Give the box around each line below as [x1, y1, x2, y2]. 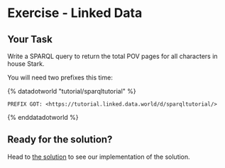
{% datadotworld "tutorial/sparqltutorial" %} [7, 87, 136, 95]
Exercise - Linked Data [7, 5, 143, 21]
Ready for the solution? [7, 133, 113, 146]
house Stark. [7, 60, 45, 68]
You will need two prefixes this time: [7, 73, 114, 82]
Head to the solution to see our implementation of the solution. [7, 152, 190, 161]
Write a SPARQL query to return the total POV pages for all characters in [7, 52, 218, 60]
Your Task [7, 33, 53, 45]
